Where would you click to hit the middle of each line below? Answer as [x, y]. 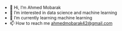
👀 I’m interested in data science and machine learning [63, 13]
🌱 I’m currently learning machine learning [51, 18]
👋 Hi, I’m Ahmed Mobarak [35, 8]
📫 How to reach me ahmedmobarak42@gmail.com [61, 23]
